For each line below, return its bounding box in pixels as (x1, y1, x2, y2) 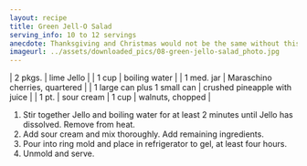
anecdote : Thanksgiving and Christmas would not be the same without (9, 38, 281, 48)
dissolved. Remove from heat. (22, 119, 135, 130)
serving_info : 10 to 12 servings (9, 30, 137, 39)
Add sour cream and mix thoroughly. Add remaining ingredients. (22, 129, 265, 140)
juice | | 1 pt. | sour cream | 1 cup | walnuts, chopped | (9, 92, 212, 103)
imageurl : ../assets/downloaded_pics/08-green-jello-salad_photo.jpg (9, 47, 281, 57)
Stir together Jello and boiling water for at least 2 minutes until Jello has (22, 109, 294, 120)
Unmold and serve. (22, 148, 95, 160)
